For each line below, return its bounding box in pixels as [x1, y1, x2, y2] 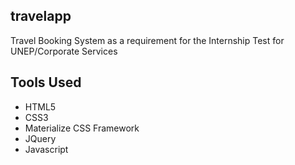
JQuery [24, 132, 57, 144]
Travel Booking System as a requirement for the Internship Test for [10, 34, 285, 46]
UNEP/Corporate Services [10, 45, 118, 57]
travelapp [10, 8, 72, 25]
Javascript [24, 143, 69, 155]
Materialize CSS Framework [24, 122, 140, 134]
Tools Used [10, 74, 82, 91]
